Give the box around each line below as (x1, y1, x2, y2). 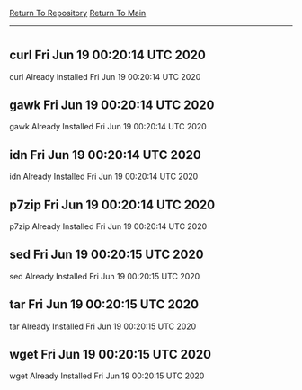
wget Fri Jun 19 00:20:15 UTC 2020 (9, 347, 212, 362)
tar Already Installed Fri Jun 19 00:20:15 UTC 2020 (9, 321, 197, 332)
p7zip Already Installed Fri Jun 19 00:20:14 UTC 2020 (9, 221, 208, 232)
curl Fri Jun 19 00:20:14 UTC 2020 (9, 48, 207, 63)
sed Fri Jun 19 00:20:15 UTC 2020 (9, 247, 204, 262)
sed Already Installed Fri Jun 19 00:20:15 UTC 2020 (9, 270, 200, 281)
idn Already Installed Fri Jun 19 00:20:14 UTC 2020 (9, 171, 199, 182)
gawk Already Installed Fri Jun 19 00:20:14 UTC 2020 (9, 121, 207, 132)
